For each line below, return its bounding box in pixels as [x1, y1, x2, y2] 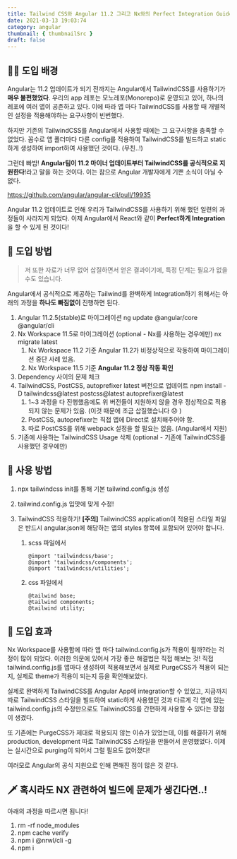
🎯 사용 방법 [7, 464, 53, 477]
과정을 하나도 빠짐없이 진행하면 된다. [20, 298, 120, 307]
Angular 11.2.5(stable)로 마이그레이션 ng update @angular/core [17, 313, 198, 321]
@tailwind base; [28, 592, 76, 599]
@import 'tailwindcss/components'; [28, 559, 133, 566]
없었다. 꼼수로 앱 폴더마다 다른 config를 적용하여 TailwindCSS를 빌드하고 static [7, 135, 226, 143]
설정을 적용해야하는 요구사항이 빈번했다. [14, 111, 125, 119]
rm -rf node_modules [17, 821, 80, 830]
